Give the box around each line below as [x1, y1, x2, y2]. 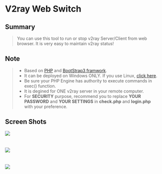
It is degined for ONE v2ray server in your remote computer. [24, 88, 144, 94]
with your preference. [24, 103, 68, 110]
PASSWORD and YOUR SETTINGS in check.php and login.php [24, 98, 151, 104]
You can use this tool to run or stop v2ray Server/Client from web [16, 35, 147, 41]
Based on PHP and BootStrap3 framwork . [24, 67, 107, 73]
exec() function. [24, 83, 56, 89]
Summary [5, 23, 35, 31]
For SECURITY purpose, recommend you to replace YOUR [24, 93, 141, 99]
